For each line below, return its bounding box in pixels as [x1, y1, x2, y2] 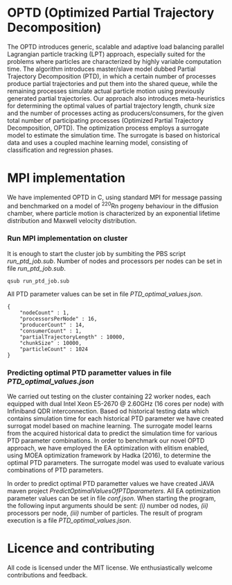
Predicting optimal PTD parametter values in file [7, 368, 172, 378]
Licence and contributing [7, 541, 155, 557]
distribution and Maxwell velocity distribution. [7, 217, 137, 225]
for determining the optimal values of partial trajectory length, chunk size [7, 101, 215, 110]
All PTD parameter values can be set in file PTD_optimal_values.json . [7, 289, 203, 298]
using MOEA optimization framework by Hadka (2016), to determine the [7, 451, 211, 459]
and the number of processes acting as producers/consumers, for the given [7, 109, 224, 117]
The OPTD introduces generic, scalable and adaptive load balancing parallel [7, 42, 224, 51]
